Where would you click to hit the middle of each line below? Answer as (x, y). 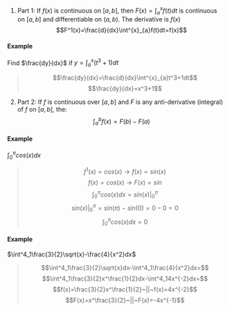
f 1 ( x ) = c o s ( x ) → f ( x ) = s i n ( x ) (125, 171)
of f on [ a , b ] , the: (42, 109)
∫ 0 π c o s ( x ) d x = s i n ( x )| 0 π (125, 195)
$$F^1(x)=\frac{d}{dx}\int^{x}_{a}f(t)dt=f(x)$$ (122, 30)
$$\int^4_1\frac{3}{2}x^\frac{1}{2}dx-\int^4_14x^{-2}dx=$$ (125, 278)
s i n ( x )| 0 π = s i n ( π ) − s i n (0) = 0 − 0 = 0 (125, 208)
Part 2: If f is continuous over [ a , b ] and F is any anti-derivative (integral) (120, 102)
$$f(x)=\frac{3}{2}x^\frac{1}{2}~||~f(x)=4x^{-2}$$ (125, 290)
